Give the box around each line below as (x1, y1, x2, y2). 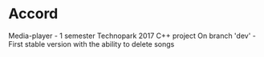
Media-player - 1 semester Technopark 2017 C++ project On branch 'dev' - (8, 31, 257, 40)
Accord (8, 5, 59, 23)
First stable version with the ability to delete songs (8, 39, 175, 48)
